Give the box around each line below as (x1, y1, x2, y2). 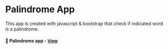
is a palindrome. (5, 26, 39, 32)
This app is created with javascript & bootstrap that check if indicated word (5, 20, 163, 27)
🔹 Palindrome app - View (5, 37, 58, 44)
